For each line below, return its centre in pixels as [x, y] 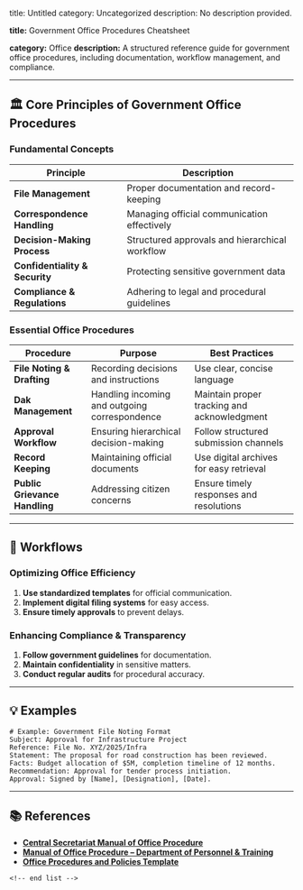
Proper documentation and [184, 188]
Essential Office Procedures [72, 330]
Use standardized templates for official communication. [127, 592]
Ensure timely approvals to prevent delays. [103, 611]
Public [28, 483]
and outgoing [119, 405]
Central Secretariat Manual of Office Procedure [113, 842]
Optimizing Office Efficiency [73, 573]
